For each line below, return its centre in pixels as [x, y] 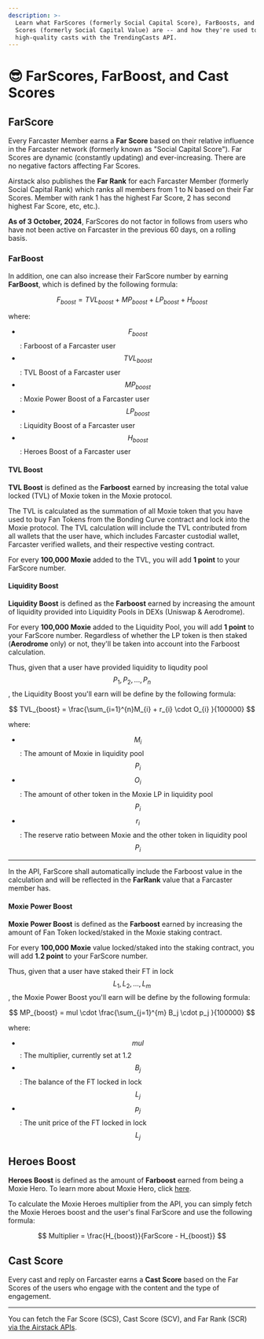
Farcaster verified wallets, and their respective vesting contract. [112, 544]
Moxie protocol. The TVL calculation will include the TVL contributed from [128, 527]
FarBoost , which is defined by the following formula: [93, 284]
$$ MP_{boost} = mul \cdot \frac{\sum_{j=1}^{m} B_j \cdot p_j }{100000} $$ [132, 1013]
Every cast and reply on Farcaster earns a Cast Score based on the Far [123, 1280]
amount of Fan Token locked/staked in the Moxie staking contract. [115, 932]
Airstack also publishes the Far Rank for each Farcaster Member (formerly [128, 181]
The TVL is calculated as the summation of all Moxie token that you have [126, 511]
